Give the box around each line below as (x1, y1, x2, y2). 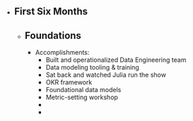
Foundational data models (45, 86, 122, 94)
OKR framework (45, 78, 93, 87)
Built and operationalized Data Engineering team (45, 56, 187, 64)
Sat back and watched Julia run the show (45, 70, 166, 79)
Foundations (24, 30, 81, 42)
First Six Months (13, 6, 88, 18)
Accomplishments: (35, 49, 90, 57)
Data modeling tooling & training (45, 63, 139, 72)
